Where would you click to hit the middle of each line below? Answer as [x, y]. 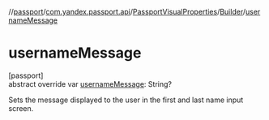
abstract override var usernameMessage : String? [90, 84]
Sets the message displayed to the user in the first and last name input [126, 100]
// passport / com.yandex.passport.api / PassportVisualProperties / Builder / [127, 12]
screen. [21, 108]
